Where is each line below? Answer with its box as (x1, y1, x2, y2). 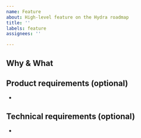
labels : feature (6, 25, 46, 32)
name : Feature (6, 8, 42, 15)
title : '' (6, 20, 31, 26)
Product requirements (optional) (6, 78, 129, 88)
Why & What (6, 58, 54, 68)
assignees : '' (6, 31, 42, 37)
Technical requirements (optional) (6, 111, 136, 121)
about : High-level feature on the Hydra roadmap (6, 14, 129, 20)
